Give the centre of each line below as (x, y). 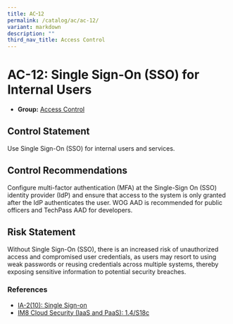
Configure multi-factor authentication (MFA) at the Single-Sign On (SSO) (112, 187)
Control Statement (49, 131)
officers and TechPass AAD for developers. (70, 210)
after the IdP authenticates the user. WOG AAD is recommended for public (115, 202)
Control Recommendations (68, 171)
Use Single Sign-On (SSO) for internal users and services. (91, 148)
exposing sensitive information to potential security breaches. (97, 271)
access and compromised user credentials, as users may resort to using (112, 256)
